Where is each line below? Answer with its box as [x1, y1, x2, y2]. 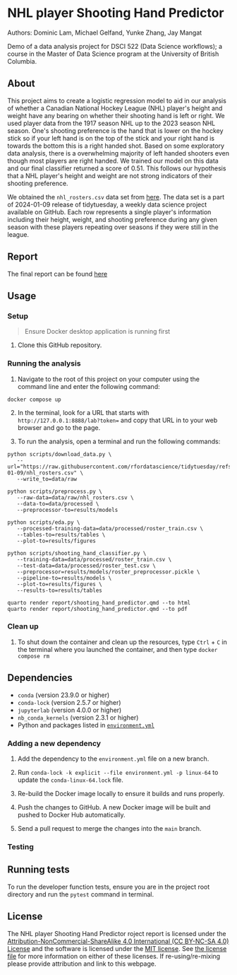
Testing [7, 841, 34, 851]
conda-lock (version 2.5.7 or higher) [17, 698, 121, 706]
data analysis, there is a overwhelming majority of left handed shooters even [7, 148, 229, 157]
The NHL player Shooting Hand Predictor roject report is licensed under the [7, 929, 226, 938]
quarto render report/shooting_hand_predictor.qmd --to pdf [7, 605, 188, 612]
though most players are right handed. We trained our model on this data [7, 156, 219, 165]
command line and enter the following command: [17, 382, 160, 390]
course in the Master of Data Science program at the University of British [7, 49, 219, 58]
